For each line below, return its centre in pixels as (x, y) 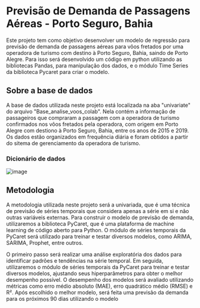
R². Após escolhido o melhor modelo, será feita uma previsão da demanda (98, 292)
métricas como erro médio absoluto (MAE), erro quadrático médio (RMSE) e (99, 286)
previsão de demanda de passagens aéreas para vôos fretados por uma (95, 47)
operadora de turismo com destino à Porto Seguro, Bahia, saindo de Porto (97, 53)
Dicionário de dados (36, 158)
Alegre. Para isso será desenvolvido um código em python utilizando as (94, 59)
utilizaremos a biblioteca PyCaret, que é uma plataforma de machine (90, 224)
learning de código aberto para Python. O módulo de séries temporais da (96, 230)
